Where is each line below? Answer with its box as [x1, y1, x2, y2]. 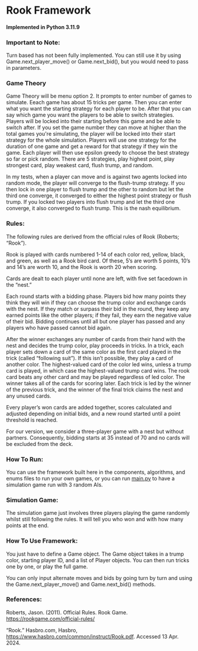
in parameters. [6, 65, 42, 72]
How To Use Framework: [6, 537, 78, 545]
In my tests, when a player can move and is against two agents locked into [6, 173, 187, 181]
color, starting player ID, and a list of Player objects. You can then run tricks [6, 556, 190, 563]
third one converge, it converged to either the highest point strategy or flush [6, 192, 191, 199]
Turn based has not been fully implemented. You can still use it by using [6, 52, 181, 59]
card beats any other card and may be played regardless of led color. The [6, 373, 185, 380]
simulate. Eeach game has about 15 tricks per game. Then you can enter [6, 99, 182, 106]
